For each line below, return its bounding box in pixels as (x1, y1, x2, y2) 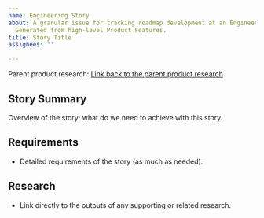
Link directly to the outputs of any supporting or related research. (19, 200, 232, 209)
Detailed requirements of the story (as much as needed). (19, 157, 203, 166)
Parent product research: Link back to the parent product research (8, 69, 224, 79)
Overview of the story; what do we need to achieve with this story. (8, 113, 223, 122)
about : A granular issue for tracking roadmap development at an (8, 19, 226, 27)
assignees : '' (8, 41, 55, 49)
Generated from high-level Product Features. (15, 26, 167, 34)
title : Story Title (8, 33, 72, 42)
